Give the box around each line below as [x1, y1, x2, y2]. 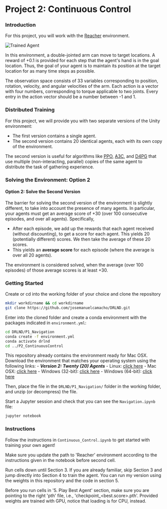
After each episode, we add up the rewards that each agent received [12, 225, 154, 231]
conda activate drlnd [5, 339, 50, 344]
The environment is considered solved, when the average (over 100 [5, 262, 144, 268]
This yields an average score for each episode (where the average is [12, 246, 155, 252]
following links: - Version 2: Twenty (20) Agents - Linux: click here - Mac [5, 363, 157, 369]
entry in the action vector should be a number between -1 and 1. [5, 94, 137, 100]
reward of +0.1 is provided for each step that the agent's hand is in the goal [5, 58, 160, 64]
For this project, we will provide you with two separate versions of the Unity [5, 118, 161, 124]
